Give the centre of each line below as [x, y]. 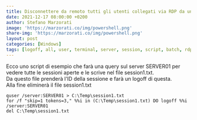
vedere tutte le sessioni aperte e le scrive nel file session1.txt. [80, 72]
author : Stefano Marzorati [39, 22]
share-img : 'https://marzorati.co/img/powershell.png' [74, 33]
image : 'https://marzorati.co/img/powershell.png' [69, 28]
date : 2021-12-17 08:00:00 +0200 [47, 17]
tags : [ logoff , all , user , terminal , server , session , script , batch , [94, 50]
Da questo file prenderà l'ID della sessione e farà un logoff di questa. [89, 78]
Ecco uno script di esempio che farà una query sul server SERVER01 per [93, 66]
